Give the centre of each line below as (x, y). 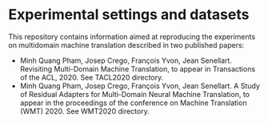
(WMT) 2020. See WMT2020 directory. (84, 111)
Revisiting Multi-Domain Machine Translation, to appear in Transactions (138, 68)
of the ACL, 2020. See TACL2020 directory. (92, 77)
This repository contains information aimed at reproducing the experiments (132, 37)
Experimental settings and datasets (129, 15)
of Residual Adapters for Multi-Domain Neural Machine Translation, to (135, 94)
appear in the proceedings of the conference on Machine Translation (133, 103)
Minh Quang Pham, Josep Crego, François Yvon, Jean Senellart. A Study (140, 86)
